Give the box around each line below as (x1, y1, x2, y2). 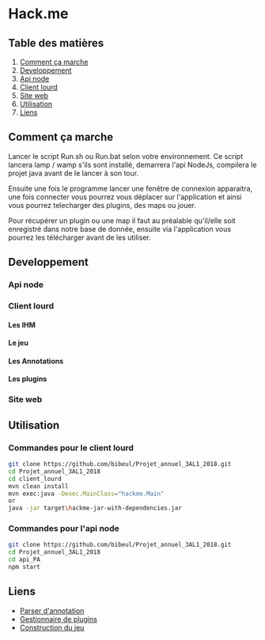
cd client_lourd (8, 475, 62, 483)
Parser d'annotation (19, 606, 85, 615)
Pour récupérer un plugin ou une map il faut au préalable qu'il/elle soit (8, 215, 236, 225)
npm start (8, 563, 41, 571)
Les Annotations (8, 356, 64, 365)
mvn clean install (8, 482, 69, 490)
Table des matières (8, 36, 104, 50)
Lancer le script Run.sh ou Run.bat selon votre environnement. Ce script (8, 151, 244, 161)
